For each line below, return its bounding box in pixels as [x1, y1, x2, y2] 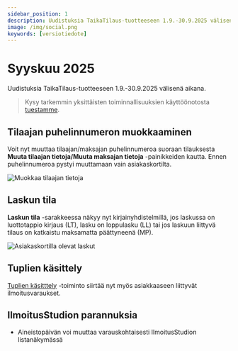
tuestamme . [24, 106, 60, 114]
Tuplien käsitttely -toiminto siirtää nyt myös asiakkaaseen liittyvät [7, 281, 197, 289]
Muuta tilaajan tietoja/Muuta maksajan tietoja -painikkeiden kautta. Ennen [7, 152, 227, 160]
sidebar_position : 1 [7, 10, 69, 18]
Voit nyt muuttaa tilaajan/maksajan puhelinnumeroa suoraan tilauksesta [7, 145, 215, 153]
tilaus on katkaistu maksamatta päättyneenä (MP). [7, 228, 154, 236]
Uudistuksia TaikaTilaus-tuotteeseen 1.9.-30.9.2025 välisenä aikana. [7, 84, 207, 93]
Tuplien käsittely [7, 262, 83, 274]
